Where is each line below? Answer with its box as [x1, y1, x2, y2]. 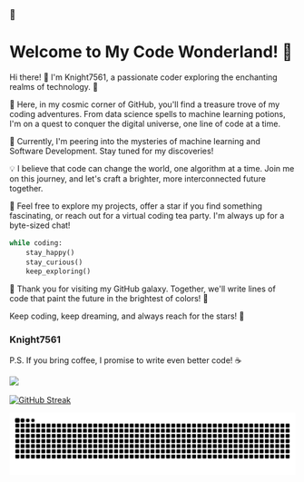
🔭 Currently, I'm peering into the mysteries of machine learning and [9, 135, 260, 146]
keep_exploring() [25, 267, 92, 276]
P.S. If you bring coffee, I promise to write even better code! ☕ [9, 354, 242, 366]
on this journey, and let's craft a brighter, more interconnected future [9, 172, 266, 184]
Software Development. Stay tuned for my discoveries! [9, 145, 214, 156]
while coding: [9, 238, 64, 248]
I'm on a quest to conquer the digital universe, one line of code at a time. [9, 118, 281, 129]
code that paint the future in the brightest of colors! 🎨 [9, 293, 209, 304]
